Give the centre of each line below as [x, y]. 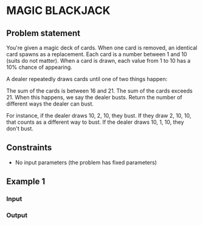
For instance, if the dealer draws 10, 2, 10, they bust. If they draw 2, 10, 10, [99, 116]
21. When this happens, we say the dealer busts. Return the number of [94, 97]
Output [17, 215]
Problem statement [43, 33]
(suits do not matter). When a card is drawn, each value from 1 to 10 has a [98, 61]
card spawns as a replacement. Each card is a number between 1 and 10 [97, 54]
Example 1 [26, 181]
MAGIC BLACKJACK [58, 11]
